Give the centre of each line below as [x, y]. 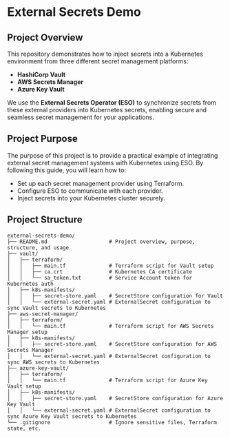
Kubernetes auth [30, 284]
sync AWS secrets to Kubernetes [53, 362]
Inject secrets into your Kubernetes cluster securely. [91, 198]
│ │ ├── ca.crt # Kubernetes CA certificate [100, 272]
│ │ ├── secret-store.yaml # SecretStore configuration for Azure [115, 398]
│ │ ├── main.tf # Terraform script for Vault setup [111, 266]
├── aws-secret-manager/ [43, 314]
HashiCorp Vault [41, 74]
